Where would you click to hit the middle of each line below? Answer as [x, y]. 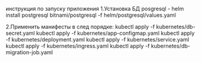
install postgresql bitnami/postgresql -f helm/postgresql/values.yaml [91, 15]
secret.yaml [20, 33]
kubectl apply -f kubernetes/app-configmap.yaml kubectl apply [115, 33]
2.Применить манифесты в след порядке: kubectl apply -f [80, 27]
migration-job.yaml [29, 52]
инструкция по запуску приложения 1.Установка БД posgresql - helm [95, 9]
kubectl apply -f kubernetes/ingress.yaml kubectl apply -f [78, 46]
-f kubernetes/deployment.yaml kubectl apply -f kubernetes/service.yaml [97, 39]
